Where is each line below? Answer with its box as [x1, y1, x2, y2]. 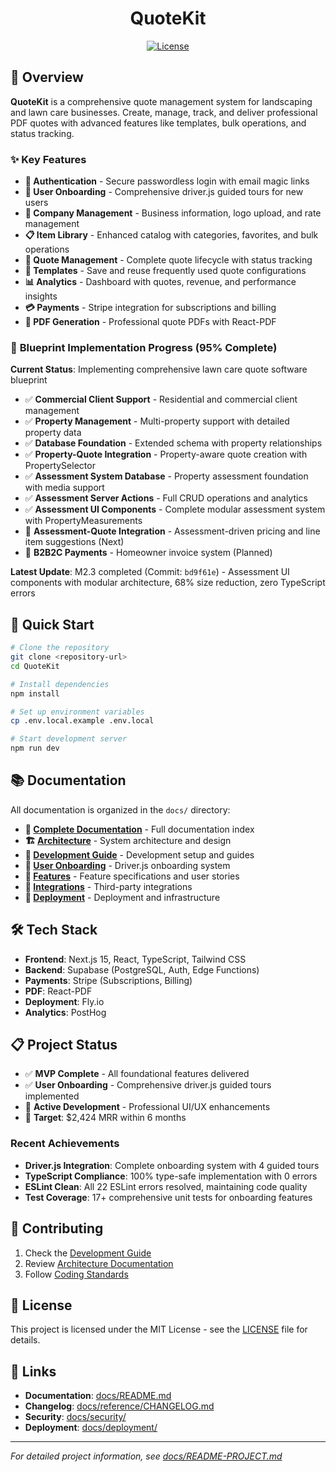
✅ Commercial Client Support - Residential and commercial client [24, 393, 298, 406]
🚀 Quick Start [10, 616, 95, 633]
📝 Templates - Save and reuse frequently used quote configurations [24, 265, 307, 277]
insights [24, 290, 58, 302]
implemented [24, 1090, 80, 1102]
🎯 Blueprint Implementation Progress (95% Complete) [10, 340, 278, 354]
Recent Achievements [10, 1137, 120, 1151]
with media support [24, 482, 105, 494]
